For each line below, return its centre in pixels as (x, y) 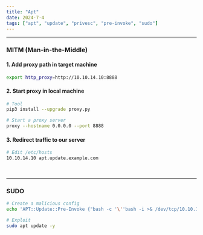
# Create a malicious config (43, 204)
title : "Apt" (23, 12)
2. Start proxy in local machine (45, 91)
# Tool (14, 104)
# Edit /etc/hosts (29, 153)
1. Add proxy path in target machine (52, 64)
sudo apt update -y (31, 226)
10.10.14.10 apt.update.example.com (52, 158)
